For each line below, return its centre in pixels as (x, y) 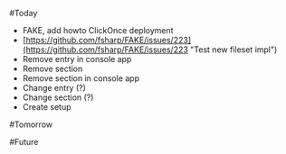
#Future (24, 142)
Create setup (47, 107)
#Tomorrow (31, 124)
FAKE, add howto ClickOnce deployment (98, 30)
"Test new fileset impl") (234, 50)
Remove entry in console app (77, 59)
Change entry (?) (54, 88)
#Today (24, 13)
